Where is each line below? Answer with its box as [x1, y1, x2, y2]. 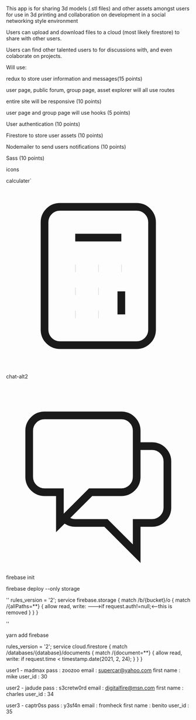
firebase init [6, 574, 35, 581]
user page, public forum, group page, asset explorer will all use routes [6, 87, 175, 93]
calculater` [6, 177, 32, 184]
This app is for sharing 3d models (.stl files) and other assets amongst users [6, 5, 190, 12]
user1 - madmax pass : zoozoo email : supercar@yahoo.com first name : [6, 667, 180, 674]
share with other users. [6, 35, 62, 42]
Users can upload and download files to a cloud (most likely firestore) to [6, 29, 180, 36]
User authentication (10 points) [6, 121, 81, 128]
